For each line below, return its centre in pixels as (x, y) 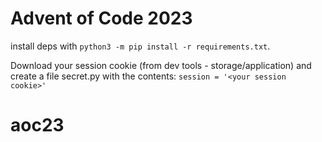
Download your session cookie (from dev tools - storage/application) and (161, 65)
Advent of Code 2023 (101, 18)
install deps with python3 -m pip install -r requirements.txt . (140, 46)
